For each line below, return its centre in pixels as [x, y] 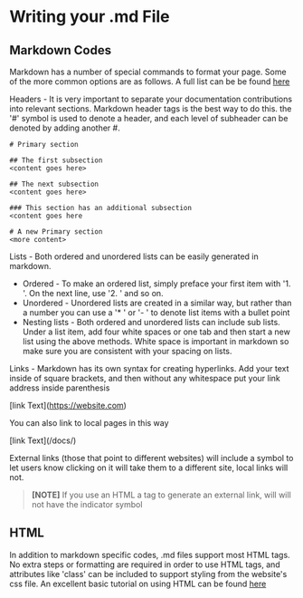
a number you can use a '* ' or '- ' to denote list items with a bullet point [156, 313]
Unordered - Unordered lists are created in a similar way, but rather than [157, 303]
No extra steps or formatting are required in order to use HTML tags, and [145, 564]
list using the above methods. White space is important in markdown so [156, 341]
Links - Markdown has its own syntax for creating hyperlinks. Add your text [149, 368]
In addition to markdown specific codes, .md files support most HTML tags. [150, 555]
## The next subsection [54, 184]
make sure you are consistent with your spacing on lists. [127, 351]
